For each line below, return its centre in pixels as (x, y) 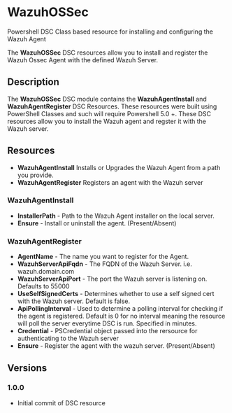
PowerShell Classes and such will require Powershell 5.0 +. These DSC (109, 113)
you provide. (35, 175)
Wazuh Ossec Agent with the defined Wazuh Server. (83, 59)
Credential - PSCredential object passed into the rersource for (107, 331)
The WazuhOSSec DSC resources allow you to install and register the (108, 52)
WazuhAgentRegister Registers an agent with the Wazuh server (110, 182)
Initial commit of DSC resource (61, 402)
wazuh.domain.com (46, 272)
